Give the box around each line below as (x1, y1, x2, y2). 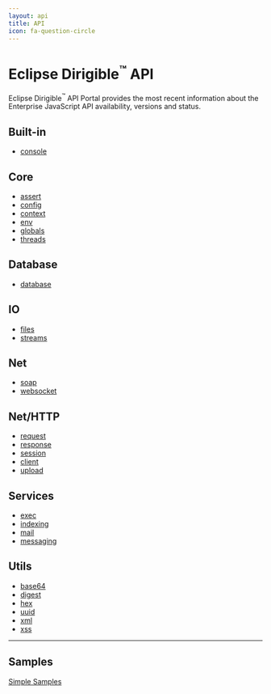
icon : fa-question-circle (8, 27, 95, 35)
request (19, 431, 46, 441)
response (19, 440, 52, 450)
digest (19, 590, 42, 599)
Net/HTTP (8, 409, 60, 423)
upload (19, 466, 44, 476)
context (19, 208, 46, 218)
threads (19, 234, 46, 243)
